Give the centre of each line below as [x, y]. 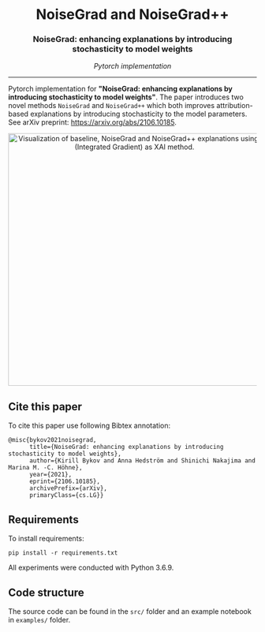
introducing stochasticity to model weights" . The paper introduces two [126, 97]
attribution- [235, 106]
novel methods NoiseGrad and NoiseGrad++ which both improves [112, 106]
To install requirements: [46, 539]
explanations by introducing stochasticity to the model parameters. [139, 114]
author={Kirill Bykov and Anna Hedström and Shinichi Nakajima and [142, 461]
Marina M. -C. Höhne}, [45, 468]
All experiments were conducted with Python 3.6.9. [91, 568]
